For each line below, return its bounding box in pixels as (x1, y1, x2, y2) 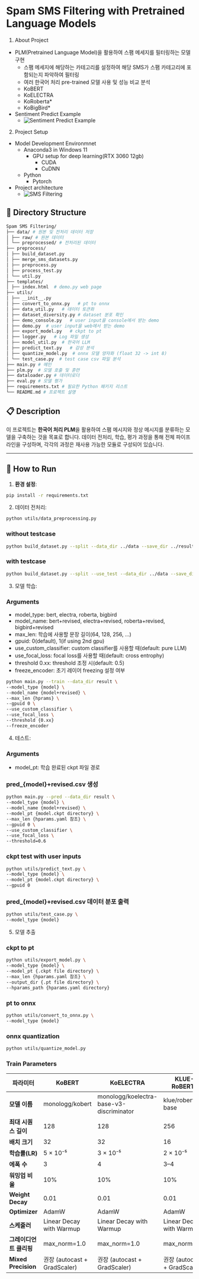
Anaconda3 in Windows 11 (23, 146, 88, 153)
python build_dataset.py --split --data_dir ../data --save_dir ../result (6, 543, 195, 549)
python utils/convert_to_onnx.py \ (6, 1012, 94, 1018)
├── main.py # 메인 (6, 362, 52, 367)
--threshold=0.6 (6, 838, 46, 844)
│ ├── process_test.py (6, 268, 62, 274)
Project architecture (14, 184, 63, 191)
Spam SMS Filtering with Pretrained (6, 4, 185, 18)
